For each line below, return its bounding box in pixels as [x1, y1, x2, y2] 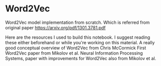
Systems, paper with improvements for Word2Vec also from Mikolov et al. [5, 55, 157, 61]
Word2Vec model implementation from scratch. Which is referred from [5, 19, 150, 25]
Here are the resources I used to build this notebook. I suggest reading [5, 34, 151, 40]
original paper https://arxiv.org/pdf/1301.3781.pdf [5, 24, 106, 30]
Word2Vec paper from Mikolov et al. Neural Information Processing [5, 50, 143, 56]
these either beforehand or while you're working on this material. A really [5, 39, 155, 45]
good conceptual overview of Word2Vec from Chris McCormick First [5, 45, 146, 51]
